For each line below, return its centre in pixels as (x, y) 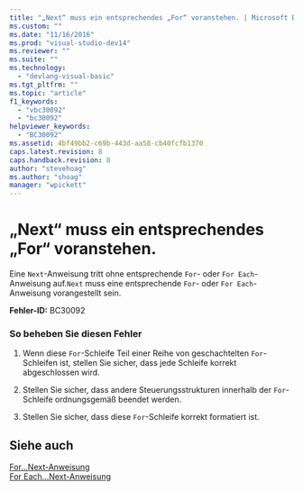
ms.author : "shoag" (46, 177)
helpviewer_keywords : (50, 127)
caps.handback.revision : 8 (60, 160)
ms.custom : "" (36, 26)
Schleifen (40, 363)
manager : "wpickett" (48, 186)
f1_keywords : (34, 101)
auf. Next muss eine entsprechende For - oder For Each (153, 284)
